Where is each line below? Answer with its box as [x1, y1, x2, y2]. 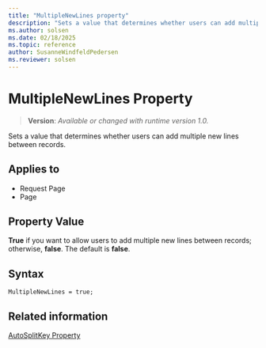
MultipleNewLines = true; [8, 288, 93, 297]
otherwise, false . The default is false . [8, 244, 131, 254]
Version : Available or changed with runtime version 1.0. [27, 115, 209, 125]
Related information [8, 309, 108, 323]
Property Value [8, 215, 85, 229]
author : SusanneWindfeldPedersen [8, 48, 119, 56]
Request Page [19, 183, 66, 193]
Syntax [8, 267, 44, 281]
